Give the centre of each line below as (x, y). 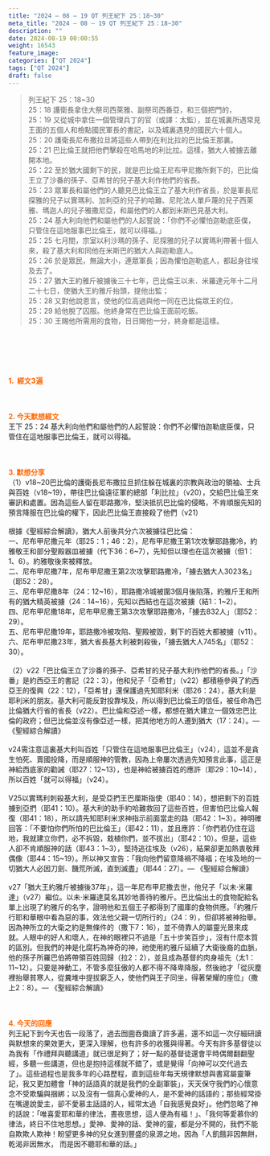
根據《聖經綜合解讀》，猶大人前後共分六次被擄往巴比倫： (102, 531)
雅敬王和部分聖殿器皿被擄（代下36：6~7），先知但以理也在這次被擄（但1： (131, 551)
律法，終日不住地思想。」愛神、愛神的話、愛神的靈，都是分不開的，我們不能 (133, 1124)
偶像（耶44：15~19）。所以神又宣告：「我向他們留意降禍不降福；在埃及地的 (131, 858)
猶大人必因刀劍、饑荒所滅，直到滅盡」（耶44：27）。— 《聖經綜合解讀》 (134, 868)
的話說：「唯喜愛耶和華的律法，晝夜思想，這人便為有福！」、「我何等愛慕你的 (133, 1113)
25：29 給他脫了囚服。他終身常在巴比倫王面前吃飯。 (115, 311)
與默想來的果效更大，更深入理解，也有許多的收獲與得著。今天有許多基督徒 (131, 1043)
